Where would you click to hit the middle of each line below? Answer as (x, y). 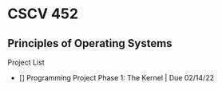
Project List (26, 62)
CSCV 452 (43, 14)
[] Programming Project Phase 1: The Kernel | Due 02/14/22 (117, 78)
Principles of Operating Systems (90, 43)
